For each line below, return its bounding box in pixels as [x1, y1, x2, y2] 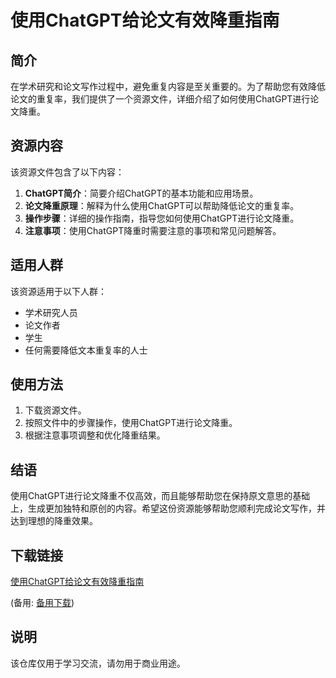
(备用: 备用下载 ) [10, 597, 75, 609]
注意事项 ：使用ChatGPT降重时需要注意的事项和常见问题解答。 [24, 224, 282, 236]
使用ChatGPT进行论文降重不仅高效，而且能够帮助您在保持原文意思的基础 [10, 490, 311, 502]
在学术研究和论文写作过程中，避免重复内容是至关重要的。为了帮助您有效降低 [10, 81, 326, 92]
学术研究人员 [24, 306, 78, 318]
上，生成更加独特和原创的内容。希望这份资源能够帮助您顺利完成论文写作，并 [10, 502, 326, 515]
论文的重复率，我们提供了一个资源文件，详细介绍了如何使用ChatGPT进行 [10, 93, 311, 105]
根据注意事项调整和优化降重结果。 [24, 429, 166, 441]
